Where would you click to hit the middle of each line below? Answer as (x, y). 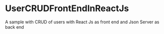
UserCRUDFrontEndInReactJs (67, 8)
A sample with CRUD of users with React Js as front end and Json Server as (82, 22)
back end (15, 27)
